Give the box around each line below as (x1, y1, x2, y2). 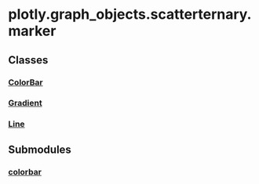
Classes (8, 53, 49, 67)
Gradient (8, 98, 42, 109)
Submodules (8, 143, 72, 156)
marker (8, 22, 57, 40)
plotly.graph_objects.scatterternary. (8, 5, 252, 23)
